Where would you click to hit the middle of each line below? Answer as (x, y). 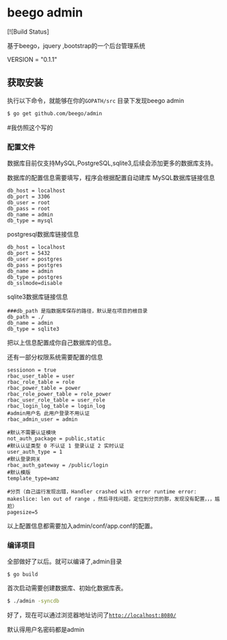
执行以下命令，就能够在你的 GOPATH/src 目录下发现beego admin (96, 100)
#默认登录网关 (24, 459)
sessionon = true (32, 370)
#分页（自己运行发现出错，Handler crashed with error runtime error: (102, 491)
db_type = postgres (35, 277)
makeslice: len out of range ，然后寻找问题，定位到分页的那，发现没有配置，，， (111, 499)
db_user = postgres (35, 259)
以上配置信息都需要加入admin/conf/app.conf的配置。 (82, 526)
